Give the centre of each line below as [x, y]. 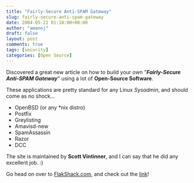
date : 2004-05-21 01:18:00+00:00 [47, 22]
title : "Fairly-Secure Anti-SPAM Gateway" [59, 11]
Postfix [23, 114]
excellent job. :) [25, 162]
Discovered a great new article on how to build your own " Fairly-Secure [93, 72]
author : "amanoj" [27, 28]
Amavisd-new [31, 126]
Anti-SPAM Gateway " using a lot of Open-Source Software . [80, 78]
